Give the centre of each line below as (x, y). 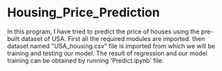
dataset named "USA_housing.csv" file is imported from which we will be (111, 46)
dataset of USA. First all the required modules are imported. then (113, 38)
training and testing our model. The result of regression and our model (107, 53)
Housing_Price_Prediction (84, 13)
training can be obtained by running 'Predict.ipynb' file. (86, 60)
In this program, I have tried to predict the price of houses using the (103, 31)
